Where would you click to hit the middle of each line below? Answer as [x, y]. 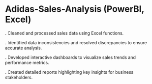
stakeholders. [19, 77]
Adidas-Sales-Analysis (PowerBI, [75, 9]
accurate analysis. [24, 48]
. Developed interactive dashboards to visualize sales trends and [71, 57]
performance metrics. [27, 62]
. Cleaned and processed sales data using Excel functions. [64, 33]
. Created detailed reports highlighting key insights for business [69, 72]
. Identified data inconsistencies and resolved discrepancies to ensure [76, 42]
